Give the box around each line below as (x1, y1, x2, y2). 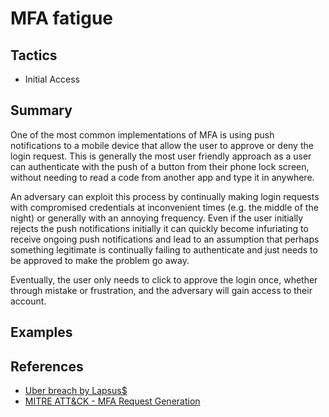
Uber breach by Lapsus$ (24, 385, 128, 397)
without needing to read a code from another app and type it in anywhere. (10, 171, 315, 183)
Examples (10, 324, 73, 341)
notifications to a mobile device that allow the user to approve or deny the (10, 139, 314, 151)
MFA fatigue (10, 7, 114, 30)
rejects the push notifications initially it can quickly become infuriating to (10, 222, 309, 234)
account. (10, 295, 47, 307)
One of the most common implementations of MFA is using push (10, 128, 275, 141)
